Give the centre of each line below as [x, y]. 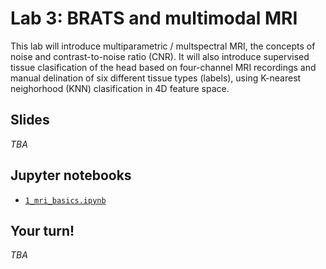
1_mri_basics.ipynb [65, 200]
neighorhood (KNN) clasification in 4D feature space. [120, 88]
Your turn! [42, 230]
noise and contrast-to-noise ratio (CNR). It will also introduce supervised [160, 56]
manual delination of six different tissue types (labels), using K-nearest [156, 78]
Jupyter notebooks [71, 175]
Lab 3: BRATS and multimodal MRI [154, 18]
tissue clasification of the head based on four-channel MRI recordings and [163, 67]
